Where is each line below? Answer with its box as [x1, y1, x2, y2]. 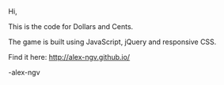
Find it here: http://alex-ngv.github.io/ [8, 53, 131, 61]
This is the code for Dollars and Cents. [8, 22, 134, 31]
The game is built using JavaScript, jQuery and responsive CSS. [8, 37, 217, 46]
